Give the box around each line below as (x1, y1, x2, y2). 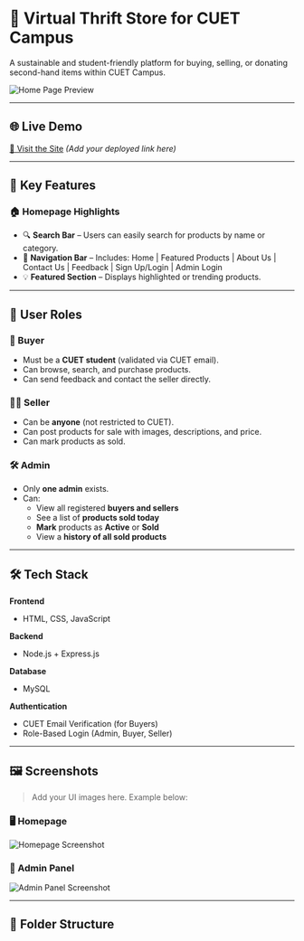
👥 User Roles (9, 306, 83, 322)
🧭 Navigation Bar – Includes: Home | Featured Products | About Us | (22, 252, 277, 263)
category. (22, 243, 59, 254)
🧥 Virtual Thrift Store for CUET (9, 8, 241, 29)
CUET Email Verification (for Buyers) (22, 718, 158, 729)
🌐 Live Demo (9, 119, 83, 135)
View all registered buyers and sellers (35, 502, 179, 513)
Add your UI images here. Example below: (31, 792, 188, 803)
